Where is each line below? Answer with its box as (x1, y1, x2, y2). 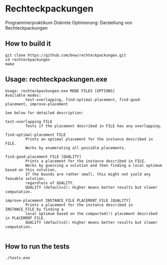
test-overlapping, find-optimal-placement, (25, 97, 117, 102)
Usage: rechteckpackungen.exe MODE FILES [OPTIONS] (5, 88, 115, 93)
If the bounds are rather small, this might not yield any (25, 171, 151, 177)
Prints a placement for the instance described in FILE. (25, 158, 146, 163)
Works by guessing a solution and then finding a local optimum (25, 163, 162, 168)
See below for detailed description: (5, 110, 84, 115)
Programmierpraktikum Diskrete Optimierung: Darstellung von (5, 20, 132, 26)
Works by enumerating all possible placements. (25, 145, 126, 150)
